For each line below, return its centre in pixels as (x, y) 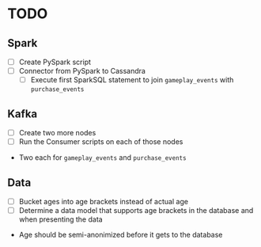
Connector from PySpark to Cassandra (82, 71)
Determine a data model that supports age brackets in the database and (136, 210)
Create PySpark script (55, 62)
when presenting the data (61, 219)
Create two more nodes (57, 133)
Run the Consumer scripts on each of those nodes (101, 142)
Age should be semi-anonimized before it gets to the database (121, 235)
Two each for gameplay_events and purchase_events (102, 158)
